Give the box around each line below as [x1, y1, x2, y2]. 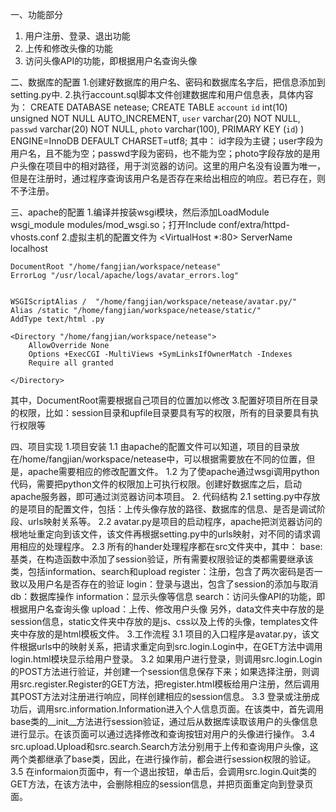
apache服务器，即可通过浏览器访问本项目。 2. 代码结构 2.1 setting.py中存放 [10, 491, 321, 502]
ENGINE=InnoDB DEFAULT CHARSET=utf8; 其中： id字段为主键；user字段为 [10, 135, 324, 147]
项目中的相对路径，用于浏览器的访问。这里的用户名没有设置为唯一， [44, 160, 326, 172]
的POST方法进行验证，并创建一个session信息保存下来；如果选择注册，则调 [10, 666, 320, 677]
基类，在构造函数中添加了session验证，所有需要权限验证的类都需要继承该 [10, 553, 314, 565]
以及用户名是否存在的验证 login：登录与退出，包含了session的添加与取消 [18, 578, 319, 590]
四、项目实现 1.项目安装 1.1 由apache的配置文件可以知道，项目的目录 [10, 441, 292, 452]
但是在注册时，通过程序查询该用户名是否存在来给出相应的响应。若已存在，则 [10, 173, 326, 184]
